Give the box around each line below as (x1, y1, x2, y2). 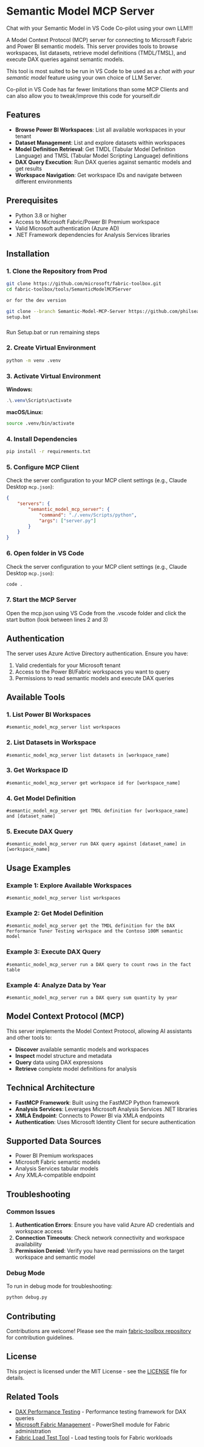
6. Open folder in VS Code (6, 549, 84, 558)
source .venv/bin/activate (6, 420, 75, 426)
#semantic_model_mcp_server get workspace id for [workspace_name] (6, 780, 181, 786)
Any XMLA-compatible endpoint (15, 1171, 96, 1179)
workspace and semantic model (15, 1253, 95, 1261)
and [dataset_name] (6, 813, 56, 820)
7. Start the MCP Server (6, 596, 77, 604)
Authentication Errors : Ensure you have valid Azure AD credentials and (15, 1221, 194, 1228)
